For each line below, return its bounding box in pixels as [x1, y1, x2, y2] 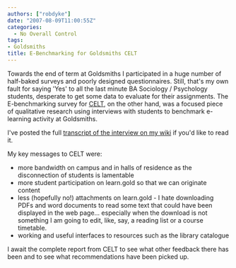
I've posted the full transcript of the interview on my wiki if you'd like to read [7, 128, 229, 137]
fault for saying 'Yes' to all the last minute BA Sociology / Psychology [7, 84, 208, 93]
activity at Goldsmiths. [33, 114, 98, 123]
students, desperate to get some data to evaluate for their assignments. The [7, 91, 228, 100]
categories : [7, 23, 42, 30]
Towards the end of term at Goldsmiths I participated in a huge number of [7, 69, 222, 78]
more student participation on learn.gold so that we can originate [17, 178, 207, 186]
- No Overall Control [13, 30, 78, 38]
